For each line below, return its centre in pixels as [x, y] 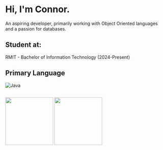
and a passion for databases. [36, 28]
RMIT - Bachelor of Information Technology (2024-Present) [68, 57]
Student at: [23, 45]
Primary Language [35, 73]
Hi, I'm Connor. [38, 9]
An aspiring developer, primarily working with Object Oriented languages [81, 23]
